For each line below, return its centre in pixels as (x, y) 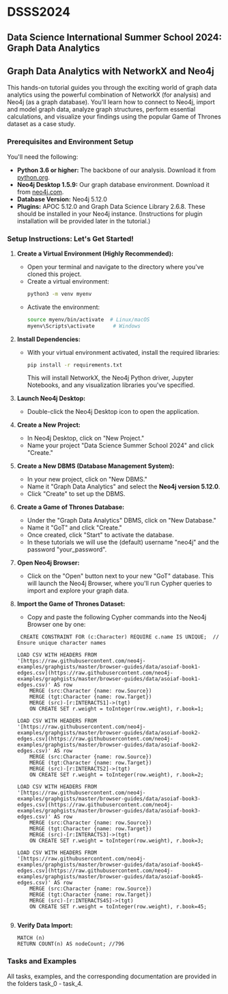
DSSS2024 (39, 12)
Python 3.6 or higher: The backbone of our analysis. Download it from (116, 170)
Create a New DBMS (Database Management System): (96, 466)
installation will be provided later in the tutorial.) (84, 221)
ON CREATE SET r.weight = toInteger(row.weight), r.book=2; (117, 775)
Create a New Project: (48, 425)
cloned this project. (54, 274)
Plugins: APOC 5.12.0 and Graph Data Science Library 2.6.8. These (111, 206)
